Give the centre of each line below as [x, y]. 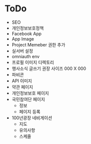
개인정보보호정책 [28, 28]
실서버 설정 [22, 51]
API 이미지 [22, 81]
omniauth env [26, 56]
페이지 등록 [30, 111]
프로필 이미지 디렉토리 [33, 62]
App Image [23, 39]
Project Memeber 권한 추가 [38, 44]
